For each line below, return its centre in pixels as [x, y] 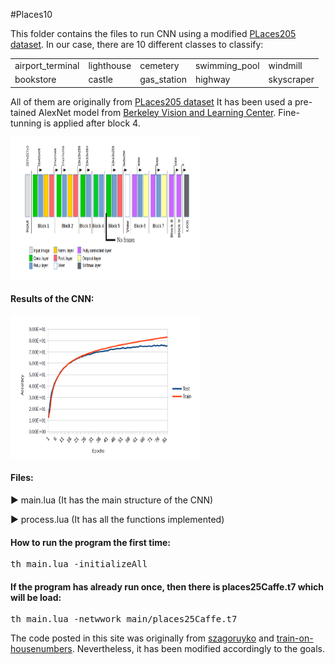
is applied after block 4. [92, 123]
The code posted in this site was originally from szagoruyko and [142, 638]
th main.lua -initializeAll [79, 564]
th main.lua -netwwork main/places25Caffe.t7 [124, 619]
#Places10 [31, 14]
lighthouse [110, 65]
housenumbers [41, 649]
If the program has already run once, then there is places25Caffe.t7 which [167, 586]
